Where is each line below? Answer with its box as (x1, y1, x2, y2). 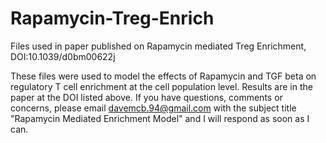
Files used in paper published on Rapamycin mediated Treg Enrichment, (10, 40, 307, 52)
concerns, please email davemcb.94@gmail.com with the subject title (10, 102, 297, 114)
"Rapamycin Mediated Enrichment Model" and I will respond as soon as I (10, 112, 310, 124)
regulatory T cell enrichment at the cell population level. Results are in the (10, 80, 313, 92)
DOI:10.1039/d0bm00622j (10, 50, 116, 62)
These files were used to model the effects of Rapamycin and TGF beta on (10, 70, 317, 82)
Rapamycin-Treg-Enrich (10, 7, 215, 30)
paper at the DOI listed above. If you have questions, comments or (10, 91, 283, 103)
